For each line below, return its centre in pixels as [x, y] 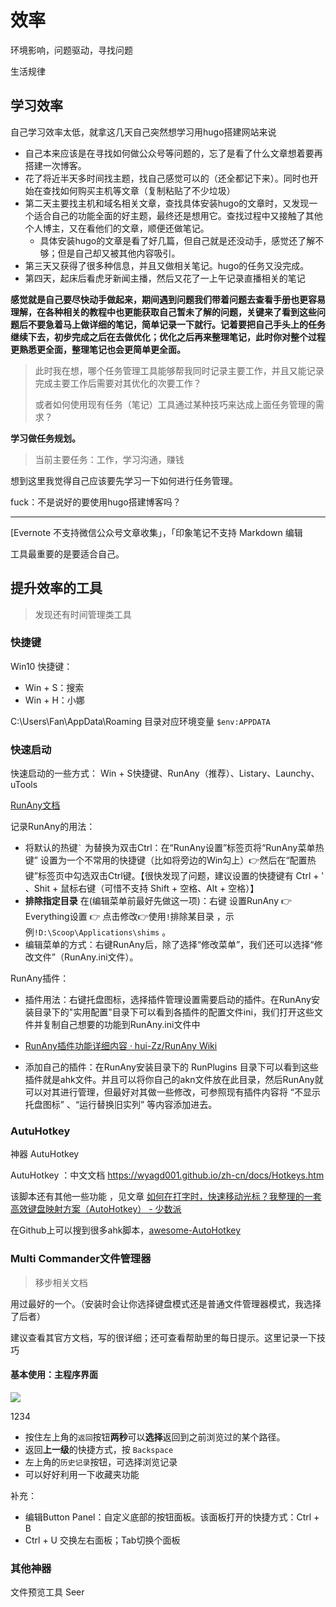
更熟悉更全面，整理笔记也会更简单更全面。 [98, 349]
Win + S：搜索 [54, 687]
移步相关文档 [61, 1282]
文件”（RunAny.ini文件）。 [86, 957]
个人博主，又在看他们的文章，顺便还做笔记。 [117, 228]
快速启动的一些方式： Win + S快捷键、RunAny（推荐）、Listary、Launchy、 [165, 773]
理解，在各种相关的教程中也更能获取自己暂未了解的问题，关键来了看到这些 [163, 312]
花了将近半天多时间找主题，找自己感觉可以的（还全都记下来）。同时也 [167, 178]
